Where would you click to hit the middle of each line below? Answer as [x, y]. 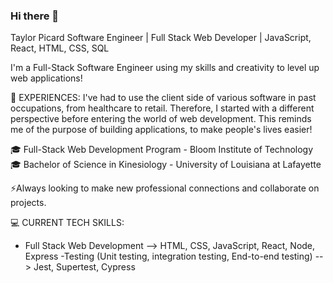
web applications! [46, 78]
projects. [28, 203]
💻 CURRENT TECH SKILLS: [67, 223]
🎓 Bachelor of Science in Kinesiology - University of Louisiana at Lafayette [166, 165]
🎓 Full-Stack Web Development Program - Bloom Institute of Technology [162, 150]
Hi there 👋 [35, 16]
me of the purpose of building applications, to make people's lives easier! [161, 130]
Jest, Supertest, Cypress [84, 267]
